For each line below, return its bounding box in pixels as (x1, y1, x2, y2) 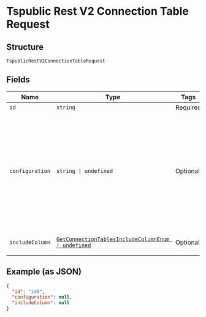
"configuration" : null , (12, 294, 72, 300)
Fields (6, 75, 31, 85)
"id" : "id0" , (12, 288, 45, 295)
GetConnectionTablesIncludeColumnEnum (56, 235, 170, 243)
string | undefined (56, 167, 113, 174)
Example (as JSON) (6, 267, 82, 277)
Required (175, 103, 202, 112)
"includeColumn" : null (12, 300, 70, 306)
